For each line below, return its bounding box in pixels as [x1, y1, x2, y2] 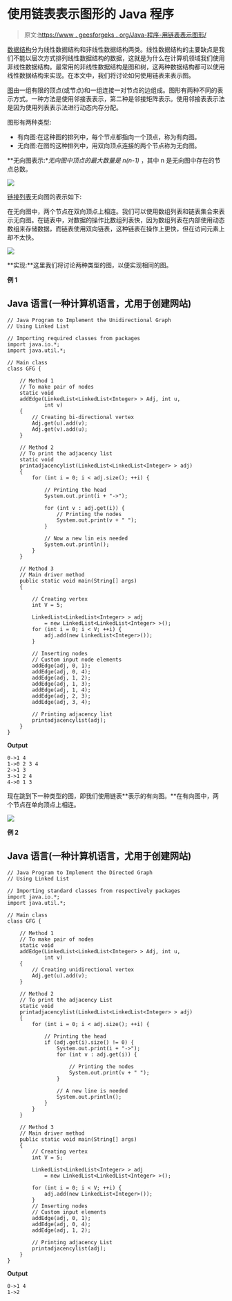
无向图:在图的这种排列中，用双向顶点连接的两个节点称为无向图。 [17, 141, 201, 150]
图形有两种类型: [7, 118, 52, 126]
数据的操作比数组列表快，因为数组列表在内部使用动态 [73, 215, 225, 224]
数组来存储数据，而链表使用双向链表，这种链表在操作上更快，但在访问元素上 [7, 224, 225, 233]
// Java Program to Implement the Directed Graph [7, 869, 153, 876]
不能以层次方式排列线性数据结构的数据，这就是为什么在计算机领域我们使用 [12, 53, 225, 62]
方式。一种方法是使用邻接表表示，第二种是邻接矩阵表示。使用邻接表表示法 [12, 94, 225, 103]
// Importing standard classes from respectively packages [7, 887, 181, 894]
